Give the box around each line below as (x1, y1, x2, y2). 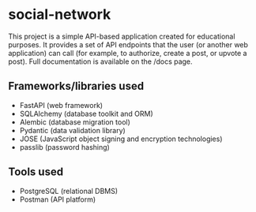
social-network (8, 6, 111, 24)
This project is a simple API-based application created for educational (8, 32, 235, 41)
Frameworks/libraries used (8, 80, 145, 93)
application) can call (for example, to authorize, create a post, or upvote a (8, 48, 247, 58)
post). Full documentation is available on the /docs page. (8, 57, 193, 66)
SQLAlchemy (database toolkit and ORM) (19, 109, 154, 118)
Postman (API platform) (19, 195, 96, 204)
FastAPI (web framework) (19, 100, 104, 110)
